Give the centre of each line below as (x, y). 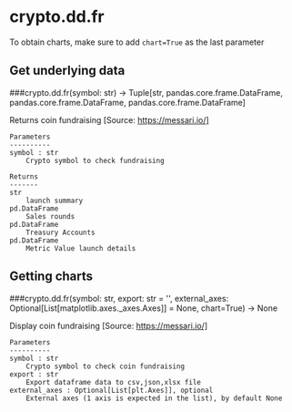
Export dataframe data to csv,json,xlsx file (114, 382)
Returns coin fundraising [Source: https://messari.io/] (109, 119)
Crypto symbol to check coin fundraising (105, 366)
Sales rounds (50, 216)
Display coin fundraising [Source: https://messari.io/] (108, 325)
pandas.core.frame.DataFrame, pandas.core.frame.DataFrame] (127, 102)
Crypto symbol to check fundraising (96, 160)
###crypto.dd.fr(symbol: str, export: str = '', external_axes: (119, 298)
